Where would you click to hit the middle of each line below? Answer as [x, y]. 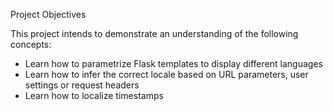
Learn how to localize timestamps [94, 95]
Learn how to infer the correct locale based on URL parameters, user [166, 74]
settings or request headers [82, 85]
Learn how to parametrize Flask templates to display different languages [173, 63]
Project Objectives [48, 14]
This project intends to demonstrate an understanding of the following [154, 33]
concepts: [31, 44]
